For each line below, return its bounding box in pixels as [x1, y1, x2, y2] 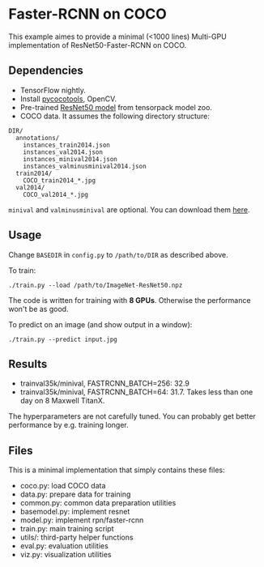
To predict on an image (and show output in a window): [8, 319, 193, 329]
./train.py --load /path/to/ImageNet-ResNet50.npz [8, 281, 183, 289]
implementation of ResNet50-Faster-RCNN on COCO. [8, 40, 187, 49]
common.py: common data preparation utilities [19, 498, 177, 508]
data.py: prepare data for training [19, 489, 131, 499]
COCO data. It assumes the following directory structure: [19, 111, 211, 121]
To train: [8, 265, 36, 275]
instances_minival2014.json [23, 155, 117, 163]
